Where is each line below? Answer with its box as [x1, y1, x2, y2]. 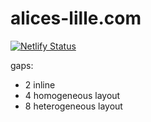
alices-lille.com [10, 7, 142, 30]
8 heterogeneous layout [24, 100, 123, 112]
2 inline [24, 78, 56, 91]
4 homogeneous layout [24, 89, 121, 101]
